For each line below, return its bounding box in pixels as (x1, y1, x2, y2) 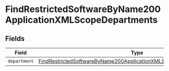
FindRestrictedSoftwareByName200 (5, 4, 161, 15)
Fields (5, 34, 25, 43)
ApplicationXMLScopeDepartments (5, 14, 158, 26)
